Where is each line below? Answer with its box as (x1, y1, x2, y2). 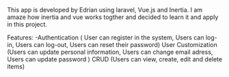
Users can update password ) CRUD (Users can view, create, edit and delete (7, 55, 223, 63)
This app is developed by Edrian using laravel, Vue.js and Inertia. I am (7, 6, 203, 14)
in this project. (7, 20, 48, 28)
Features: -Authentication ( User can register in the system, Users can (7, 33, 204, 42)
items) (7, 63, 25, 70)
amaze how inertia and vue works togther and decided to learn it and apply (7, 13, 219, 21)
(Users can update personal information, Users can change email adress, (7, 48, 213, 56)
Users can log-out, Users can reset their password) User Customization (15, 41, 217, 48)
